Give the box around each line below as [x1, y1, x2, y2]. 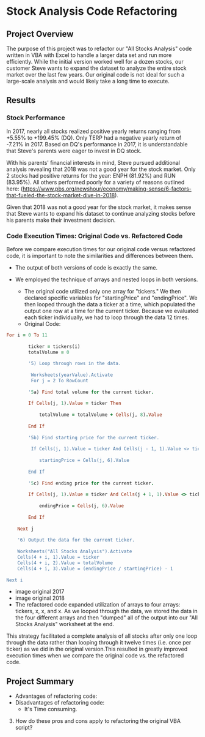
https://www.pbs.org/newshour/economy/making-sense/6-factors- [22, 185, 192, 192]
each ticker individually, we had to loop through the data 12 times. [24, 314, 189, 321]
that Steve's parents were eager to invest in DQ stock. [6, 147, 142, 154]
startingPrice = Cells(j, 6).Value [38, 458, 130, 464]
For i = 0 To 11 [6, 332, 48, 338]
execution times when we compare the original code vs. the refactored [6, 652, 184, 659]
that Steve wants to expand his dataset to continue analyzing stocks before [6, 210, 195, 217]
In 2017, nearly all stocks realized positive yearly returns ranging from [6, 127, 181, 135]
